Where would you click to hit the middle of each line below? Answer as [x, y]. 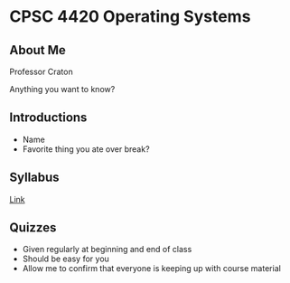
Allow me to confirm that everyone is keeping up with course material [152, 269]
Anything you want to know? [62, 89]
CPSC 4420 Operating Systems [130, 17]
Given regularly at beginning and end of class [107, 250]
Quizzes [33, 228]
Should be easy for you [66, 259]
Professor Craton [42, 71]
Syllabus [35, 178]
